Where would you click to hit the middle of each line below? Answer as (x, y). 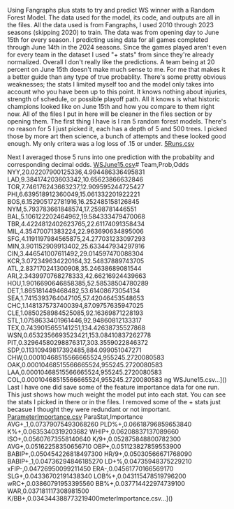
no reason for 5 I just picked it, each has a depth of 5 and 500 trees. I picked (117, 129)
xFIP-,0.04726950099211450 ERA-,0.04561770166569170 (90, 469)
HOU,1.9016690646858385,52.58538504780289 (78, 283)
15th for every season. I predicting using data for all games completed (108, 40)
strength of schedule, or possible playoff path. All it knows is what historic (114, 99)
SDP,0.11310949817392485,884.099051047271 (74, 350)
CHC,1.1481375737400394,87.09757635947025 (76, 305)
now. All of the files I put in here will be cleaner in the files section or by (110, 114)
